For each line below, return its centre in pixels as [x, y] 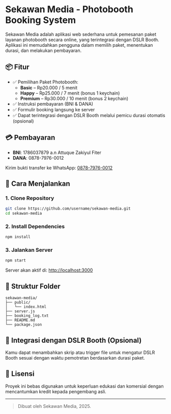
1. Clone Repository [30, 198]
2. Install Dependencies [35, 226]
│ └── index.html [26, 307]
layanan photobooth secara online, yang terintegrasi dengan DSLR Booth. [82, 40]
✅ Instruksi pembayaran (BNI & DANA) [53, 104]
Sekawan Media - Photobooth [69, 9]
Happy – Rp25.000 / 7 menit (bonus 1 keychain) [70, 93]
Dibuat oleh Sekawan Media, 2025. [54, 406]
